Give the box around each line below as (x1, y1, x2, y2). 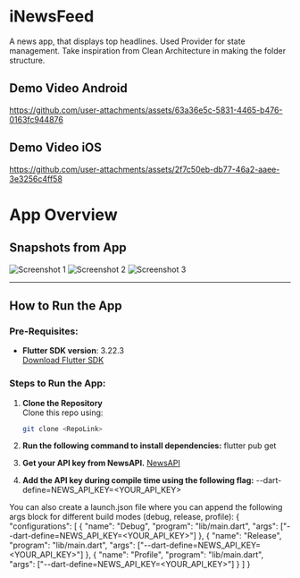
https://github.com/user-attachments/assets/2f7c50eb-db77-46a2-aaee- (9, 164, 280, 174)
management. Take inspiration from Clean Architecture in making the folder (9, 45, 287, 55)
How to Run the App (9, 298, 122, 313)
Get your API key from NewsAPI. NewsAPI (21, 458, 180, 469)
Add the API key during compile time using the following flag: (21, 475, 254, 486)
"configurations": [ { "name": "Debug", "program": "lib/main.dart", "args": (9, 521, 279, 531)
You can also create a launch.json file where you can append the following (9, 502, 283, 513)
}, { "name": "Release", (197, 531, 282, 541)
